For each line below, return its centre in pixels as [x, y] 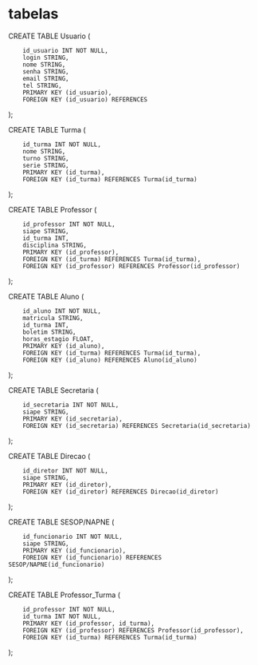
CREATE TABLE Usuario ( [49, 36]
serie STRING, [46, 165]
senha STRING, [46, 71]
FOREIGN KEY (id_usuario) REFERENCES [85, 99]
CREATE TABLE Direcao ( [49, 456]
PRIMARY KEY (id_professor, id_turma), [89, 623]
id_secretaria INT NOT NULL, [71, 405]
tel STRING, [42, 85]
